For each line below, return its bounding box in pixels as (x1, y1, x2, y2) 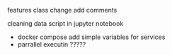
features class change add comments (7, 6, 117, 14)
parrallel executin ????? (17, 40, 86, 48)
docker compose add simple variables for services (17, 33, 166, 41)
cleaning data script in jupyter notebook (7, 19, 124, 27)
